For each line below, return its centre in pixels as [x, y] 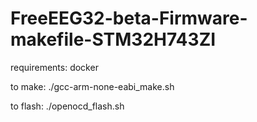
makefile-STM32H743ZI [113, 39]
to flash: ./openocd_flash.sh [67, 106]
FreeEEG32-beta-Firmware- [129, 18]
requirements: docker [54, 67]
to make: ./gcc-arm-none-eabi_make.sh [92, 86]
